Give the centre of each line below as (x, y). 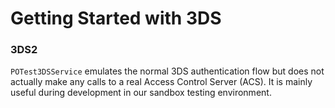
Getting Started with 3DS (116, 18)
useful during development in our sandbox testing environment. (141, 93)
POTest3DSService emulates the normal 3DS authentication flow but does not (167, 71)
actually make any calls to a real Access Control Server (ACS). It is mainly (161, 82)
